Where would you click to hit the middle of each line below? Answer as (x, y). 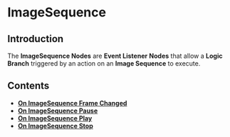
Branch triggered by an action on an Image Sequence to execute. (104, 64)
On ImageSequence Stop (56, 126)
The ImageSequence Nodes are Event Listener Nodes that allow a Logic (115, 56)
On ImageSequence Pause (58, 111)
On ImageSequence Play (55, 118)
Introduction (36, 39)
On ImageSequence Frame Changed (72, 103)
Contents (28, 86)
